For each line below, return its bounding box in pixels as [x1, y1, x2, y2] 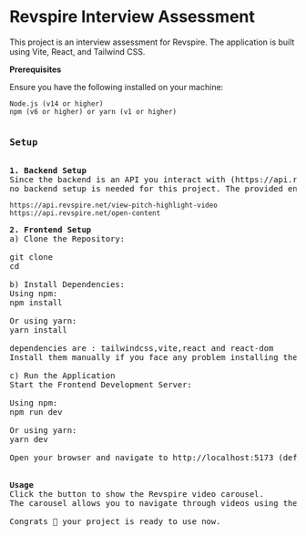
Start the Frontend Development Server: [9, 380, 193, 390]
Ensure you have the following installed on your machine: [9, 81, 224, 92]
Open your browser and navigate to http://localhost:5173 [9, 453, 274, 463]
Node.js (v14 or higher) [9, 98, 104, 108]
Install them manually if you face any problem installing [9, 353, 280, 363]
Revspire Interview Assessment [9, 6, 255, 27]
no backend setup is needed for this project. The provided [9, 184, 284, 194]
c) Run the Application [9, 371, 116, 381]
